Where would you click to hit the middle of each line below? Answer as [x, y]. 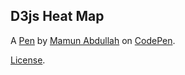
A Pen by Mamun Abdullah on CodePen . [93, 40]
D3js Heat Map [57, 16]
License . [28, 60]
